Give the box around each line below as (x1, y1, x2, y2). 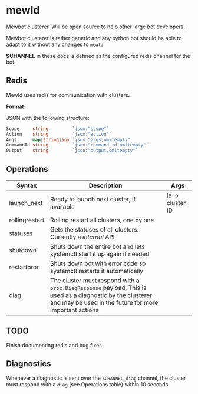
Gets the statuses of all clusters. (49, 225, 139, 233)
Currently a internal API (49, 233, 115, 241)
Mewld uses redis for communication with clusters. (6, 91, 130, 98)
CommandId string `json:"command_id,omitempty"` (6, 142, 149, 148)
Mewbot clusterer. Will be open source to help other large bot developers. (6, 23, 186, 30)
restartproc (9, 263, 40, 271)
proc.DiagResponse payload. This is (49, 284, 147, 292)
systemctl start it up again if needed (49, 249, 150, 258)
